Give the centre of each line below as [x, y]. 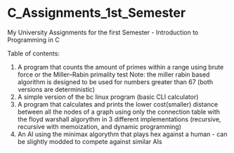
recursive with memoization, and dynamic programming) [99, 126]
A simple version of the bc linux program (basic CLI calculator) [108, 97]
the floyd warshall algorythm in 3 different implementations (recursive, [119, 119]
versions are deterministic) [56, 89]
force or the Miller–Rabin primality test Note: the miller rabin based [113, 74]
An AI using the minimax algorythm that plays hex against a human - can [122, 134]
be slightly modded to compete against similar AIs [90, 141]
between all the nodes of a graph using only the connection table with [118, 112]
